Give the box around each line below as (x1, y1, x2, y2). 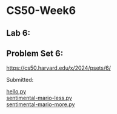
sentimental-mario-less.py (6, 95, 73, 102)
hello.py (6, 88, 26, 95)
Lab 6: (6, 28, 30, 38)
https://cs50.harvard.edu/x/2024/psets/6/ (6, 64, 111, 72)
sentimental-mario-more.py (6, 101, 75, 108)
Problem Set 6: (6, 48, 64, 58)
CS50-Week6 (6, 4, 76, 18)
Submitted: (6, 76, 34, 84)
